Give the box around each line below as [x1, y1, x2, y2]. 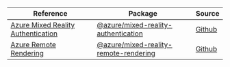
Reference [33, 9, 68, 18]
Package [128, 9, 157, 18]
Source [195, 9, 220, 18]
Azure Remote [10, 40, 57, 49]
